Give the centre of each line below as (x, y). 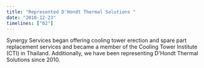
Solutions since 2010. (33, 60)
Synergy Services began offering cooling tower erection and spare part (96, 41)
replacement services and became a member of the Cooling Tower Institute (102, 47)
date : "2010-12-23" (31, 18)
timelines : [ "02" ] (30, 23)
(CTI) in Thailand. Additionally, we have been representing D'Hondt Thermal (102, 53)
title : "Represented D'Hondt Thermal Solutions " (71, 12)
